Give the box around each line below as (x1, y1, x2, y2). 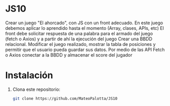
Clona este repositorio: (12, 86, 60, 92)
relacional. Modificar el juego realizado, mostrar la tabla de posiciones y (5, 41, 156, 47)
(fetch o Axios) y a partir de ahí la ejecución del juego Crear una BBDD (5, 36, 153, 42)
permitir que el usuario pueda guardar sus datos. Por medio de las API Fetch (5, 46, 165, 52)
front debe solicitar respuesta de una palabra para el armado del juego (5, 30, 153, 36)
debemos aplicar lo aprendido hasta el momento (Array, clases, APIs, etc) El (5, 25, 164, 31)
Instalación (5, 70, 53, 81)
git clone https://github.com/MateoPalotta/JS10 (12, 96, 118, 101)
